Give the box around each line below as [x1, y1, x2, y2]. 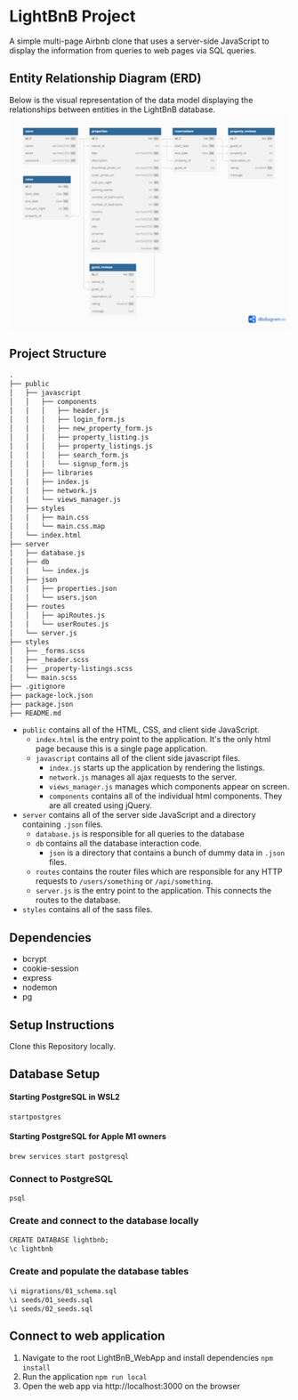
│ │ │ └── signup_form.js [9, 460, 129, 469]
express [21, 973, 52, 983]
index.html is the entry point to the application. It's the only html [35, 734, 271, 745]
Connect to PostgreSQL [9, 1172, 113, 1185]
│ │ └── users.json [9, 594, 98, 603]
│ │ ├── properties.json [9, 585, 117, 594]
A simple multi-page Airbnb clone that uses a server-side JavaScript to [9, 36, 270, 46]
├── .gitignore [9, 683, 66, 692]
